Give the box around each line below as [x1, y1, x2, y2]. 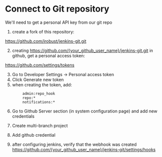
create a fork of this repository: [12, 29, 74, 34]
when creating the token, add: [12, 81, 72, 88]
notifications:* [22, 99, 55, 105]
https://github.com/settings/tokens [5, 62, 75, 68]
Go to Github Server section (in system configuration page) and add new [12, 108, 158, 114]
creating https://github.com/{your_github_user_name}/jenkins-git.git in [12, 47, 153, 53]
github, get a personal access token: [12, 52, 85, 59]
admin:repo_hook [22, 91, 55, 96]
